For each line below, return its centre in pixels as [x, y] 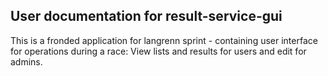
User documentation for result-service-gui [146, 16]
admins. [26, 61]
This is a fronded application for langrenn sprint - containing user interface [164, 40]
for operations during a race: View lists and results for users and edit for [158, 51]
